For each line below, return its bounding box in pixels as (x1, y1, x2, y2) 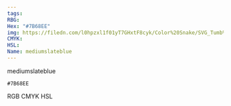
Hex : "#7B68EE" (7, 23, 51, 29)
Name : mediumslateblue (7, 49, 72, 55)
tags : (7, 10, 23, 17)
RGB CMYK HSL (7, 92, 53, 100)
